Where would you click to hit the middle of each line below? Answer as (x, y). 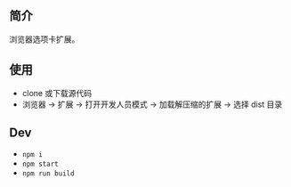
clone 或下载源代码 (57, 93)
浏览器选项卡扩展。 (44, 39)
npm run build (48, 174)
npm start (40, 164)
